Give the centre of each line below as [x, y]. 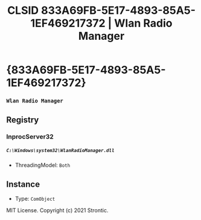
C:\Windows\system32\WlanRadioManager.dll [60, 151]
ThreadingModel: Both [43, 165]
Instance [23, 184]
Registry [23, 120]
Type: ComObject [35, 199]
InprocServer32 [30, 137]
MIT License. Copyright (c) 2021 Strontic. [57, 210]
